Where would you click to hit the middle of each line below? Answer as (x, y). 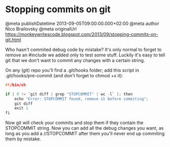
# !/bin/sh (16, 85)
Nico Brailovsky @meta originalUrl (41, 28)
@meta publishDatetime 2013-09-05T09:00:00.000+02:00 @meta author (82, 23)
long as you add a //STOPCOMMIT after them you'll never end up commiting (85, 134)
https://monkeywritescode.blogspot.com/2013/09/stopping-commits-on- (82, 34)
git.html (13, 40)
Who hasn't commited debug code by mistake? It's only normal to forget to (83, 49)
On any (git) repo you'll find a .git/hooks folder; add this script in (72, 70)
